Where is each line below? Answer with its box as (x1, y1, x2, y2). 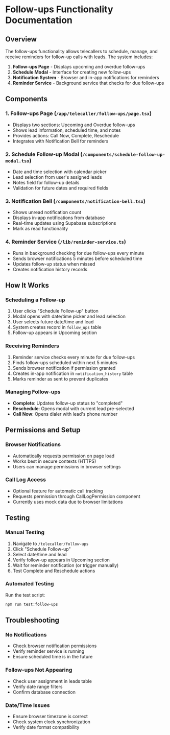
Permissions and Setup (5, 425, 81, 435)
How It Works (5, 281, 50, 290)
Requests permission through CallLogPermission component (12, 493, 140, 499)
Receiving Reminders (5, 342, 60, 349)
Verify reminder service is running (12, 648, 85, 654)
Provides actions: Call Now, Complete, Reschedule (12, 132, 119, 138)
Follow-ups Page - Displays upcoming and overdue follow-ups (12, 64, 145, 69)
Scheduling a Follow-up (5, 296, 65, 303)
